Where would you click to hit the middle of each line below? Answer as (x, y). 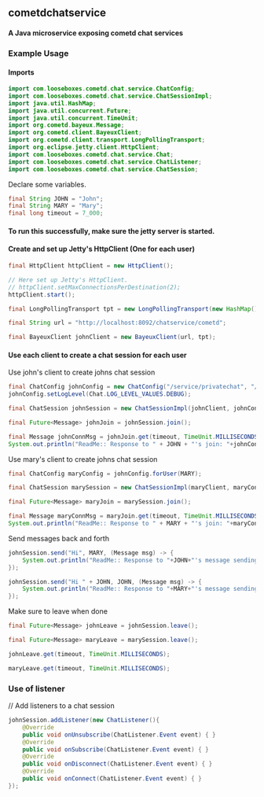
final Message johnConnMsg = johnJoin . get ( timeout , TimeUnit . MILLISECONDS (133, 437)
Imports (21, 72)
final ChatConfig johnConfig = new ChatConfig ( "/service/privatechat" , (128, 387)
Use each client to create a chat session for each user (97, 355)
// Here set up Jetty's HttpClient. (68, 280)
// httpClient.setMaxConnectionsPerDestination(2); (94, 287)
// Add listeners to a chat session (62, 706)
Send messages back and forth (59, 538)
